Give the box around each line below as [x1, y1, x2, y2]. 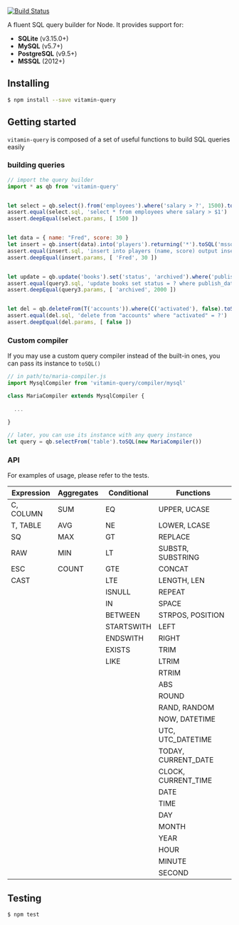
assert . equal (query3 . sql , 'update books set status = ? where [7, 279, 196, 287]
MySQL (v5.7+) [17, 42, 63, 50]
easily [7, 142, 25, 151]
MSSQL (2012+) [17, 57, 65, 65]
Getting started [7, 116, 77, 128]
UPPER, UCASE [158, 505, 210, 515]
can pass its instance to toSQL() [7, 359, 101, 368]
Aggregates [58, 488, 99, 498]
